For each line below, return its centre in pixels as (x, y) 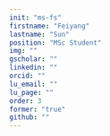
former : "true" (38, 109)
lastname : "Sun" (39, 34)
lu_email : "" (34, 84)
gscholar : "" (34, 59)
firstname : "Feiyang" (50, 26)
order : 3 (25, 101)
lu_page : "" (31, 92)
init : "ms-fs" (36, 17)
